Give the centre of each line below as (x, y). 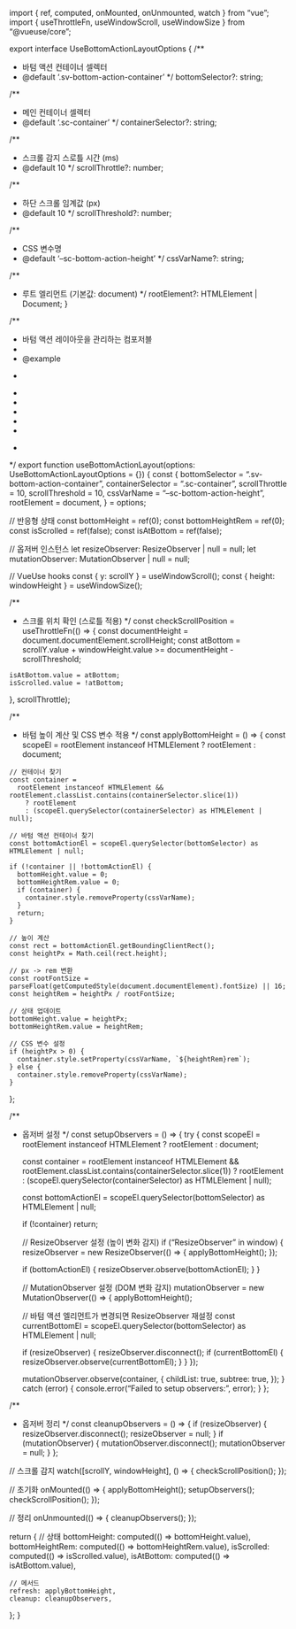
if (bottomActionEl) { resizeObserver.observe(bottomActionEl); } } (141, 1269)
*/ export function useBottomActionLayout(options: (102, 465)
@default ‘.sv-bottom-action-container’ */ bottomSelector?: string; (142, 77)
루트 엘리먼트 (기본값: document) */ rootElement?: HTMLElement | (140, 294)
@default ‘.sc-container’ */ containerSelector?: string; (119, 122)
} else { (25, 1067)
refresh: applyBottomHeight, (63, 1591)
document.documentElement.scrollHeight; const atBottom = (131, 640)
